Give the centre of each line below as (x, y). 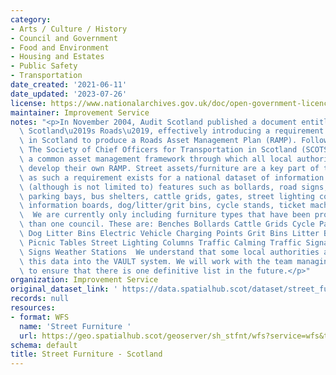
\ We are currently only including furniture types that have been (165, 215)
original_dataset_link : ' (64, 289)
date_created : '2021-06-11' (69, 85)
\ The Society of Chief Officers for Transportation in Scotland (158, 150)
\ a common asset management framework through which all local (156, 159)
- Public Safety (44, 66)
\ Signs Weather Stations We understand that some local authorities (169, 252)
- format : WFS (40, 317)
